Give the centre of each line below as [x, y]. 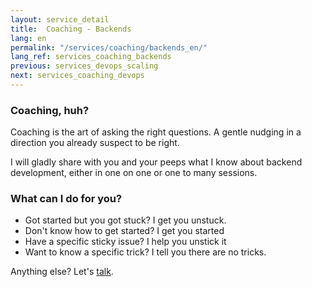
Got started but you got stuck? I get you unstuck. [125, 220]
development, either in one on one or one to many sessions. [134, 173]
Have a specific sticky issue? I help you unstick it [125, 242]
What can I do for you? [66, 199]
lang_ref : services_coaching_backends [91, 57]
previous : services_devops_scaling [84, 66]
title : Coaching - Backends [71, 29]
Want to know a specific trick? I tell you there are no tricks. [145, 252]
